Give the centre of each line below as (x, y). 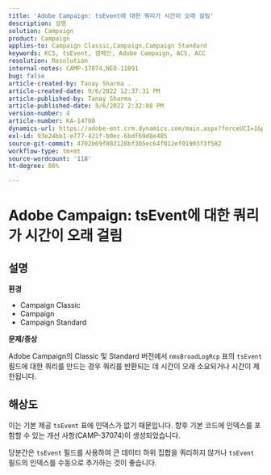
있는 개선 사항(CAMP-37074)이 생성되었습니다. (106, 435)
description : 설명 (38, 23)
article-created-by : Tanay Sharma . (70, 83)
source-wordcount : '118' (50, 158)
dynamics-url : (32, 128)
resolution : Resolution (48, 61)
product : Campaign (39, 38)
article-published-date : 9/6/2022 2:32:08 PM (86, 106)
